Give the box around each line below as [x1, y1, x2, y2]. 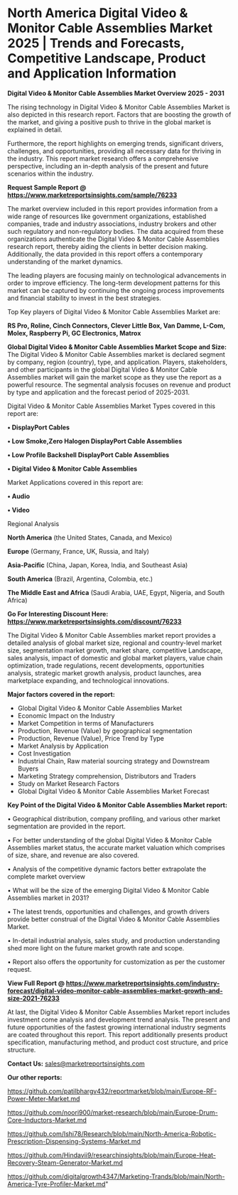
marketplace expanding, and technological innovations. [7, 676, 169, 685]
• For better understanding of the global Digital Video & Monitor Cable [7, 835, 212, 844]
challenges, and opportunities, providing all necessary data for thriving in [7, 146, 222, 155]
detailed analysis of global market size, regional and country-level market [7, 638, 222, 647]
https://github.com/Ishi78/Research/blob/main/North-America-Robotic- [7, 1129, 217, 1138]
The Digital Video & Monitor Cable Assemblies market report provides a [7, 631, 217, 639]
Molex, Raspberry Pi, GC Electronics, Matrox [7, 328, 141, 337]
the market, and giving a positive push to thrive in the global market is [7, 117, 212, 126]
